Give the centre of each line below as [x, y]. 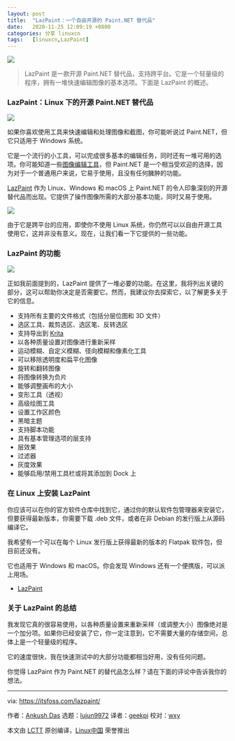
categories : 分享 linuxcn [44, 33]
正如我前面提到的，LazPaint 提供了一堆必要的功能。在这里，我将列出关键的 [115, 283]
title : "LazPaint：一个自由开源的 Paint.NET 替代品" [81, 20]
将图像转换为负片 [42, 377]
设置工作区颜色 [39, 412]
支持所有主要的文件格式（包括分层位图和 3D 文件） [91, 315]
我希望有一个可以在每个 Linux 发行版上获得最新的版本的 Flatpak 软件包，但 [115, 542]
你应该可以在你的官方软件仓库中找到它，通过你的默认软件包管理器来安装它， [117, 510]
